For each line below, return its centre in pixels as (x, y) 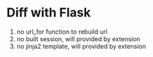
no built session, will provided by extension (78, 38)
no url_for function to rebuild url (62, 32)
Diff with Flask (49, 13)
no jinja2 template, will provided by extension (81, 46)
